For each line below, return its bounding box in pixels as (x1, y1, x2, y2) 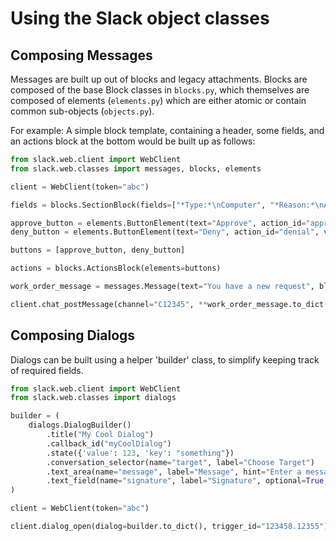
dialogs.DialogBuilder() (28, 420, 132, 431)
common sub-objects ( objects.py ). (10, 105, 155, 117)
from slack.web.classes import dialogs (10, 393, 177, 403)
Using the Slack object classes (10, 7, 270, 30)
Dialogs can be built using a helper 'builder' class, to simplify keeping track (10, 353, 320, 366)
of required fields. (10, 364, 84, 376)
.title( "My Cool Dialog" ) (46, 430, 155, 440)
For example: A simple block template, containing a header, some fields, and (10, 125, 325, 136)
